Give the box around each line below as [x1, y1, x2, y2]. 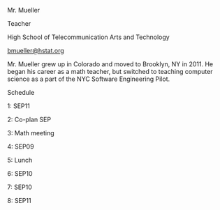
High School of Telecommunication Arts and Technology [7, 33, 170, 41]
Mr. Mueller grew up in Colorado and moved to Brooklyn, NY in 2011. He [7, 60, 214, 68]
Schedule [7, 89, 35, 96]
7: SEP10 [7, 183, 33, 191]
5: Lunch [7, 156, 33, 164]
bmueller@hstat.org [7, 47, 64, 54]
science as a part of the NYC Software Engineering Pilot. [7, 75, 170, 83]
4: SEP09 [7, 142, 34, 151]
